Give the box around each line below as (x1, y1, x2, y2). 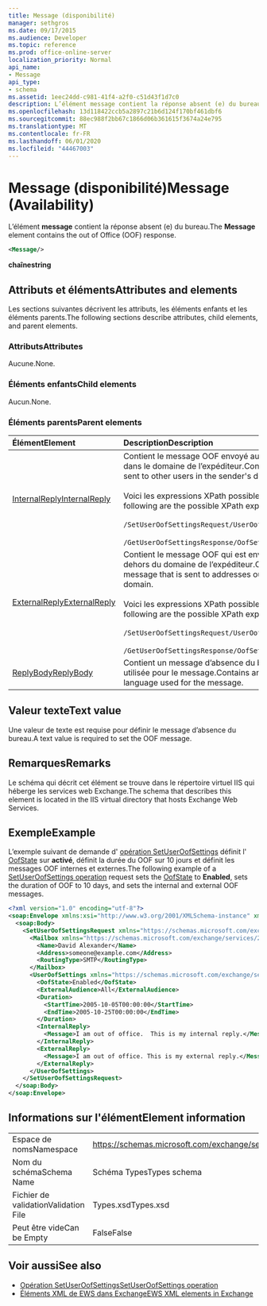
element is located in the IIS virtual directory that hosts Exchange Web (8, 794, 238, 804)
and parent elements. (8, 321, 78, 330)
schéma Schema (12, 1166, 73, 1177)
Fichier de (12, 1189, 50, 1200)
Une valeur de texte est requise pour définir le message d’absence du (8, 724, 237, 735)
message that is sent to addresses (122, 569, 252, 580)
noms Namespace (12, 1143, 78, 1154)
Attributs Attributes (8, 341, 83, 352)
